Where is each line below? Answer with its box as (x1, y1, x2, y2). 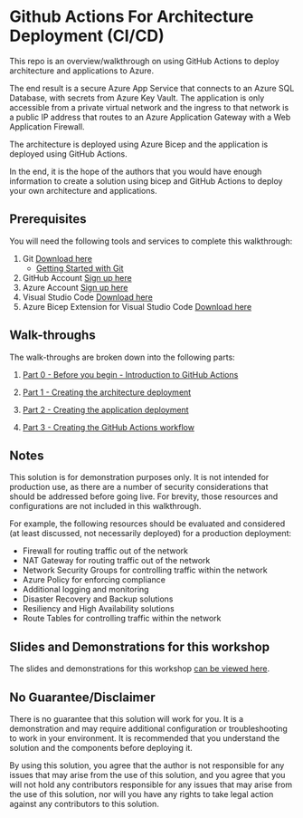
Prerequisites (9, 211, 87, 227)
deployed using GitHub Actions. (9, 148, 128, 159)
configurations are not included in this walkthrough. (9, 501, 202, 512)
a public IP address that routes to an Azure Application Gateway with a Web (9, 111, 291, 122)
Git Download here (22, 253, 93, 264)
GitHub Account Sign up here (22, 272, 133, 283)
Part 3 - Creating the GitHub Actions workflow (22, 421, 194, 432)
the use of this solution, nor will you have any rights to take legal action (9, 789, 274, 799)
